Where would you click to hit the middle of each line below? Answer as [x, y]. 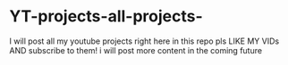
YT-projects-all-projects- [106, 16]
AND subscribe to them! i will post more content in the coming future [136, 50]
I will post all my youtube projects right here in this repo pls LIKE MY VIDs [144, 41]
